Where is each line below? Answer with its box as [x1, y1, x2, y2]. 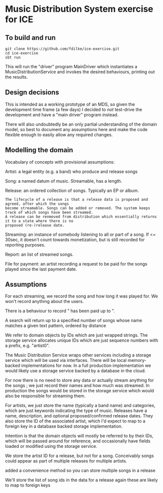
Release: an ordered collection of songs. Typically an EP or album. [5, 188, 139, 193]
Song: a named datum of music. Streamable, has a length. [5, 178, 122, 184]
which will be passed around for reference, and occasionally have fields [5, 438, 151, 444]
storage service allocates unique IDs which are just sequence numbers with [5, 337, 159, 343]
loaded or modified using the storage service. [5, 443, 97, 449]
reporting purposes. [5, 242, 46, 247]
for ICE [5, 14, 33, 25]
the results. [5, 74, 28, 80]
